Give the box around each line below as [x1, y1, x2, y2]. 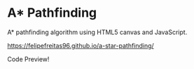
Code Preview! [7, 54, 50, 63]
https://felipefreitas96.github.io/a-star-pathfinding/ [7, 41, 154, 49]
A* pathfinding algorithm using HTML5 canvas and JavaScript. [7, 28, 188, 36]
